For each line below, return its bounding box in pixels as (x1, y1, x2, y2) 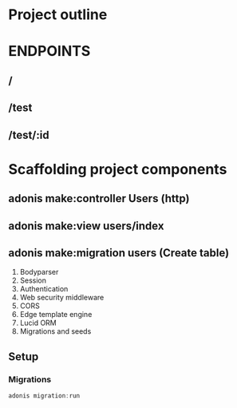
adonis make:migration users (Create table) (8, 246, 230, 259)
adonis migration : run (8, 392, 81, 400)
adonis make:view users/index (8, 219, 164, 232)
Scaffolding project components (8, 160, 227, 178)
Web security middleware (19, 293, 105, 303)
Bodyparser (19, 267, 59, 277)
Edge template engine (19, 310, 93, 319)
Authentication (19, 284, 69, 294)
